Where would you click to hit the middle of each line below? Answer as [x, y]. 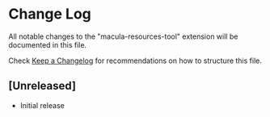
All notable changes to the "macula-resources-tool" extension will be [123, 36]
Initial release [42, 105]
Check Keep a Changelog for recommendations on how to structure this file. [135, 61]
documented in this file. [48, 44]
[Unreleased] [42, 86]
